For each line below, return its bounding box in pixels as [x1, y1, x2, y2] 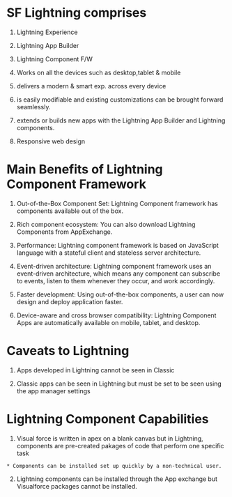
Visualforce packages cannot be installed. [16, 482, 137, 490]
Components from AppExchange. [16, 228, 113, 236]
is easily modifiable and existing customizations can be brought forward [16, 95, 224, 104]
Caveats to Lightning [6, 343, 130, 359]
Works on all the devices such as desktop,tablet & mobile [16, 68, 181, 77]
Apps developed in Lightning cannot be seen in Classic [16, 365, 175, 374]
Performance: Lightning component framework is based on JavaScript [16, 241, 219, 249]
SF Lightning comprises [6, 5, 147, 21]
